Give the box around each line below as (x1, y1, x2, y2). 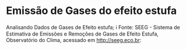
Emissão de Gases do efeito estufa (6, 4, 177, 17)
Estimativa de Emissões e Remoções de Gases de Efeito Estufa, (6, 30, 159, 37)
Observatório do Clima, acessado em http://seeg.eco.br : (6, 36, 142, 43)
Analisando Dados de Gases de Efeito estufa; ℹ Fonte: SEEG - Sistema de (6, 23, 180, 30)
